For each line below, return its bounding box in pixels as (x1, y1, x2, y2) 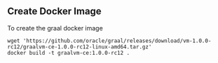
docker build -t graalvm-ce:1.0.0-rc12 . (7, 49, 130, 56)
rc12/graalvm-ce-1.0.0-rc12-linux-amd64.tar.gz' (7, 43, 152, 51)
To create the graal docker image (7, 24, 103, 32)
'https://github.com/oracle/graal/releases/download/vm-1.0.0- (22, 37, 212, 44)
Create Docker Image (7, 6, 102, 17)
